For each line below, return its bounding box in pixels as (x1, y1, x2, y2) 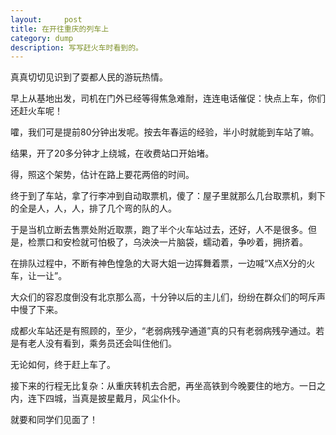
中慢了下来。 (10, 304, 63, 316)
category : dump (10, 33, 74, 43)
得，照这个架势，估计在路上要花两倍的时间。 (10, 169, 195, 181)
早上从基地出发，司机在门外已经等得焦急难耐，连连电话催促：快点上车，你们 (10, 92, 326, 105)
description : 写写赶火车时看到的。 (10, 42, 143, 53)
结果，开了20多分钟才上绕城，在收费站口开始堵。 (10, 147, 215, 160)
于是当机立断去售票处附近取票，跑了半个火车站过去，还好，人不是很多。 (10, 224, 308, 236)
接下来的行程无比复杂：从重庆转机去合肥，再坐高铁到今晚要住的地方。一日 (10, 380, 317, 392)
